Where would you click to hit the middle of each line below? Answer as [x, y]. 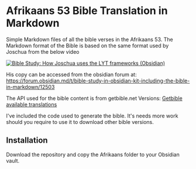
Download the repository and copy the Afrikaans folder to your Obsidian [93, 154]
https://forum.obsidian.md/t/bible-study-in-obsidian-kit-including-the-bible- [98, 81]
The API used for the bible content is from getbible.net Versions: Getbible [94, 98]
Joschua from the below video [43, 51]
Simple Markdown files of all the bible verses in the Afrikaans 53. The [90, 39]
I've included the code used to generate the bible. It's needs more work [92, 116]
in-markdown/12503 [30, 87]
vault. [13, 161]
